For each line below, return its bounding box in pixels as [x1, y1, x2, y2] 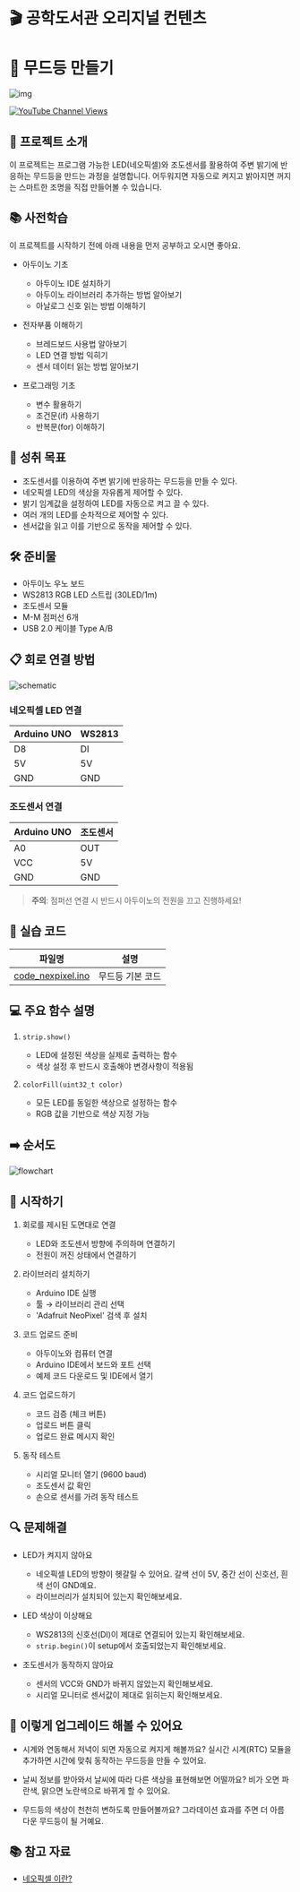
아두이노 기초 [21, 259, 69, 270]
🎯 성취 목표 [9, 450, 67, 466]
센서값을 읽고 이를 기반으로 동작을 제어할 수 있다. [21, 520, 193, 531]
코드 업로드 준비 [21, 1329, 78, 1340]
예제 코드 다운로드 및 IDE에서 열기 [35, 1371, 154, 1381]
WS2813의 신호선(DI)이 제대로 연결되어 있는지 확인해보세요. [35, 1629, 245, 1639]
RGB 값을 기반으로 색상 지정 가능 [35, 1108, 150, 1120]
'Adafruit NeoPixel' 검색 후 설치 [35, 1310, 148, 1321]
